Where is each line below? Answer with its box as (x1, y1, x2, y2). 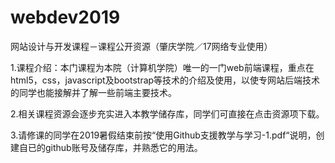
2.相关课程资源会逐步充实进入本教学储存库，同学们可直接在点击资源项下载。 (10, 107, 325, 120)
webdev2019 (10, 6, 121, 29)
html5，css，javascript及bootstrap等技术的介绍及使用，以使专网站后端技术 (10, 74, 321, 86)
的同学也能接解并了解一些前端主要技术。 (10, 86, 177, 98)
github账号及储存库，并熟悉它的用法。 (44, 141, 203, 153)
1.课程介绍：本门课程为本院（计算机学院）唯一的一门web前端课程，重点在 (10, 61, 315, 73)
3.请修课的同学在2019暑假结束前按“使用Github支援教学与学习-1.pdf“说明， (10, 129, 317, 141)
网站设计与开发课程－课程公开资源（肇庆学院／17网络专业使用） (10, 40, 273, 52)
